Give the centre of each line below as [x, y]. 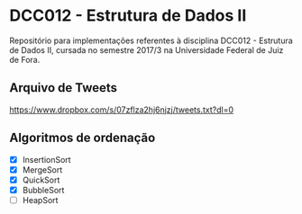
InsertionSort [46, 159]
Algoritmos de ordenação [82, 138]
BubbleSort [43, 190]
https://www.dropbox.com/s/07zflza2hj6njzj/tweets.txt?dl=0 [122, 110]
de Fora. [25, 59]
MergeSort [42, 169]
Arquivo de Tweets [64, 88]
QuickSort [41, 180]
